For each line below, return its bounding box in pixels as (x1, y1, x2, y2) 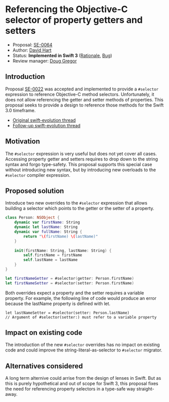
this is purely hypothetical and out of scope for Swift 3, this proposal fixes (5, 380, 158, 387)
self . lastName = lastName (23, 258, 78, 263)
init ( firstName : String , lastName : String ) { (14, 248, 112, 253)
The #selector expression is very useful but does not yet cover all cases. (5, 150, 157, 157)
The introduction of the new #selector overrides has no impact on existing (5, 342, 160, 348)
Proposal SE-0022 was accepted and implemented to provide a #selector (5, 86, 159, 92)
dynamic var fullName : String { (14, 229, 82, 234)
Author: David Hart (12, 47, 52, 53)
